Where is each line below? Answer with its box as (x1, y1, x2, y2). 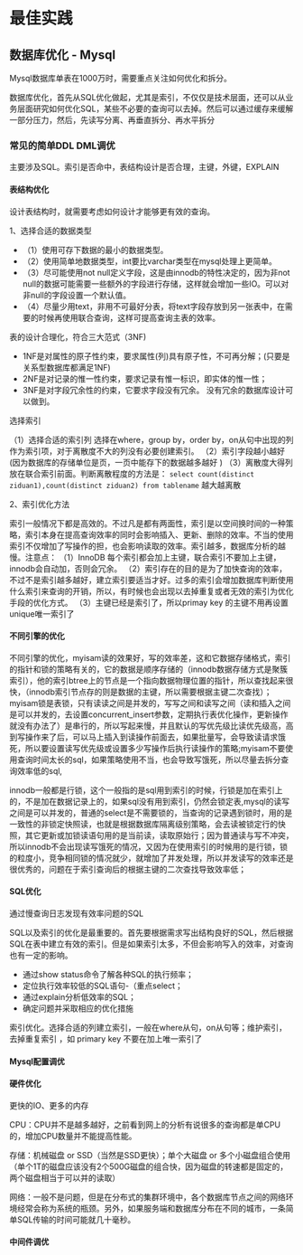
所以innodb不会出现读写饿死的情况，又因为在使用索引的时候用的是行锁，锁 (9, 841, 289, 852)
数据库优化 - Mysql (9, 47, 115, 62)
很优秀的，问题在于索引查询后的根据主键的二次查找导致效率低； (9, 863, 246, 874)
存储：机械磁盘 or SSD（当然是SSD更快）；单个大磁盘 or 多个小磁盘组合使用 (9, 1149, 291, 1160)
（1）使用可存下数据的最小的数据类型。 (22, 244, 169, 255)
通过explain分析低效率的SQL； (22, 991, 137, 1002)
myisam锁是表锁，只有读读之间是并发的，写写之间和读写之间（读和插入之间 (9, 697, 291, 708)
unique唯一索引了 (9, 608, 75, 619)
